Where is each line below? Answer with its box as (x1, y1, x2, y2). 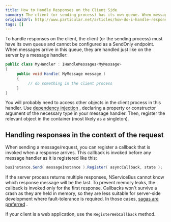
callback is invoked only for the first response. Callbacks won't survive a (5, 185, 157, 191)
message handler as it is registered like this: (5, 155, 98, 161)
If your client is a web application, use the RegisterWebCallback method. (5, 211, 156, 217)
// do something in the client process (27, 81, 113, 86)
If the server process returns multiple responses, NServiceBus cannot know (5, 174, 164, 180)
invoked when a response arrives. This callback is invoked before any (5, 150, 152, 156)
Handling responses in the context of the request (5, 131, 164, 139)
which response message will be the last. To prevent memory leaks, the (5, 180, 156, 186)
